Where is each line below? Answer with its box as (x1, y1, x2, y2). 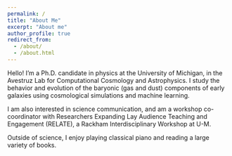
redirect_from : (7, 37, 52, 44)
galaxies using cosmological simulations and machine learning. (7, 91, 190, 99)
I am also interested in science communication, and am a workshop (7, 105, 202, 113)
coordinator (7, 112, 41, 120)
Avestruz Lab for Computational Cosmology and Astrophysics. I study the (7, 76, 220, 84)
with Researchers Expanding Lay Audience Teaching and (41, 112, 207, 120)
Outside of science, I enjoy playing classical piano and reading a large (7, 133, 210, 141)
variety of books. (7, 141, 57, 149)
